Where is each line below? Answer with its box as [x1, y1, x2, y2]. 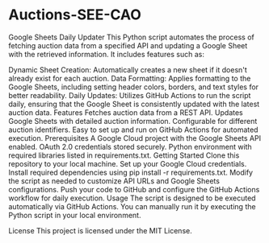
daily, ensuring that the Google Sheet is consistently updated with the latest [8, 99, 260, 109]
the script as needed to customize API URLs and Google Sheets [8, 175, 221, 186]
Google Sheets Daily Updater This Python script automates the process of [8, 32, 254, 42]
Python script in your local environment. [8, 210, 141, 220]
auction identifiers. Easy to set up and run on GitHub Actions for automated [8, 125, 258, 134]
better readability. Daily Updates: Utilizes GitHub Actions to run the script [8, 90, 251, 100]
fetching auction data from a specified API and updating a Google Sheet [8, 40, 248, 50]
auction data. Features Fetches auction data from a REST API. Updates [8, 107, 244, 117]
